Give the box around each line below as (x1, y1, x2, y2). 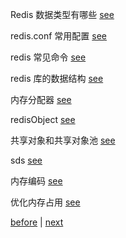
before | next (10, 216, 64, 228)
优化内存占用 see (10, 196, 81, 208)
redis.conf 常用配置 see (10, 30, 108, 42)
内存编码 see (10, 175, 63, 187)
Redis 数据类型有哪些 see (10, 9, 115, 20)
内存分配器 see (10, 94, 72, 105)
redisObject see (10, 114, 76, 125)
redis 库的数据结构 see (10, 73, 104, 84)
